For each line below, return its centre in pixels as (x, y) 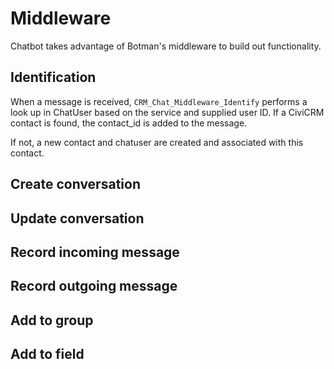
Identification (53, 77)
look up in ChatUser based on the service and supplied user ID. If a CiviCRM (167, 112)
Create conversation (75, 184)
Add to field (47, 354)
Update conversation (77, 218)
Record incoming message (95, 252)
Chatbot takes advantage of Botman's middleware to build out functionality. (166, 46)
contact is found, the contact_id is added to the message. (129, 123)
